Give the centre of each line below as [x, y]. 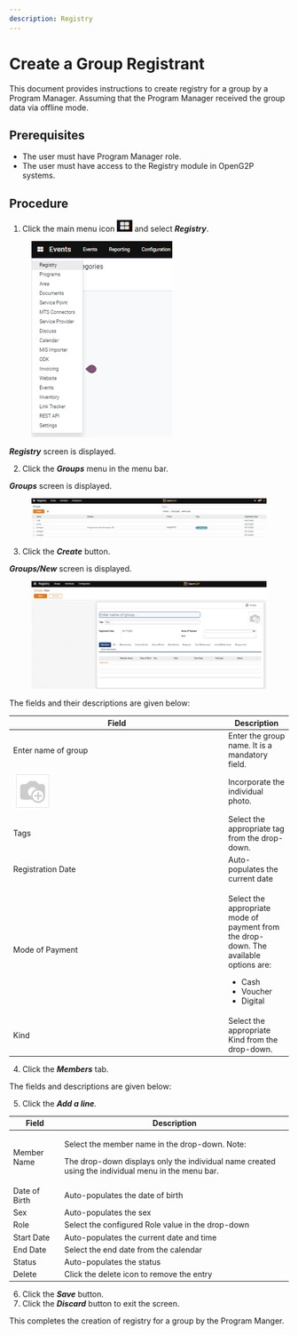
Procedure [39, 203]
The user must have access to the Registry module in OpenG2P [138, 166]
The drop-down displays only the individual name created [170, 1161]
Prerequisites [47, 135]
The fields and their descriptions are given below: [100, 703]
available [245, 955]
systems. [39, 176]
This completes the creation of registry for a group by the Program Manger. [147, 1321]
